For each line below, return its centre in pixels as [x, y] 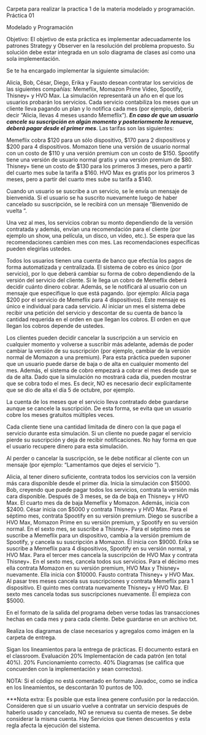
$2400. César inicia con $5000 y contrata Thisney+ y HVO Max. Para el [97, 509]
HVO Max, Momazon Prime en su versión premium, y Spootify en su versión [102, 522]
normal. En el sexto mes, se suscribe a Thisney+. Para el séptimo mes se [98, 529]
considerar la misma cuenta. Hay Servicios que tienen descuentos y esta [98, 719]
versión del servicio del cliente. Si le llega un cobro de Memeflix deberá [97, 280]
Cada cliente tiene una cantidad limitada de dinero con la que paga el [94, 427]
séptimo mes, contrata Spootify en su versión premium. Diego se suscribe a [102, 516]
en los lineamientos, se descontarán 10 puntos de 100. [75, 687]
